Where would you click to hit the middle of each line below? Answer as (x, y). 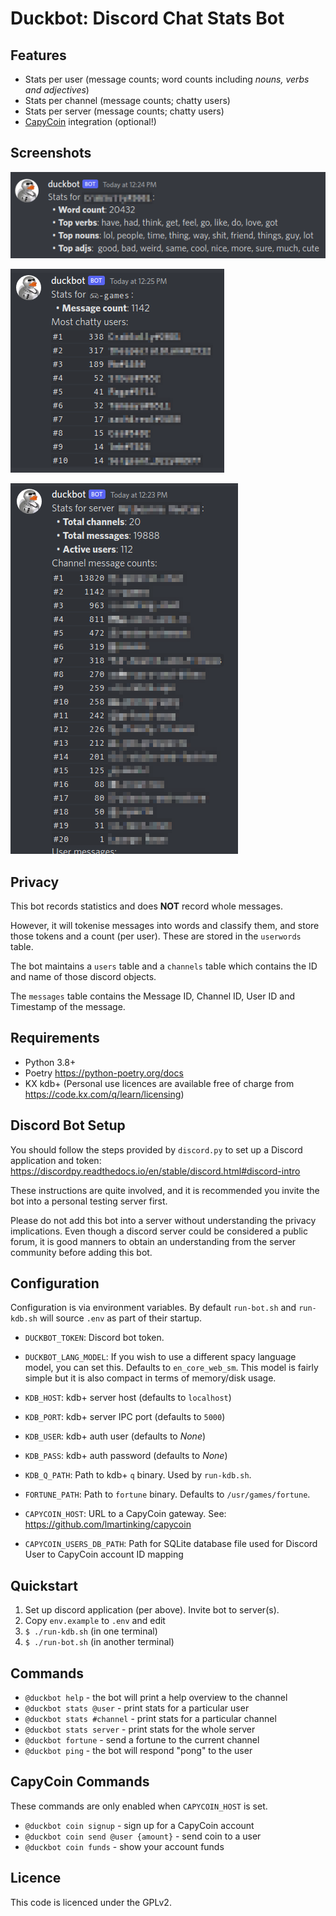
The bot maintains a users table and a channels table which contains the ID (164, 966)
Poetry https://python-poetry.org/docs (104, 1073)
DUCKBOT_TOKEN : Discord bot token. (94, 1338)
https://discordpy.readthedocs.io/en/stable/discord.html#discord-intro (155, 1171)
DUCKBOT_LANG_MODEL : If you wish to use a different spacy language (160, 1357)
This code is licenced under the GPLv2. (91, 1902)
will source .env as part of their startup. (120, 1318)
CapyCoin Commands (80, 1782)
